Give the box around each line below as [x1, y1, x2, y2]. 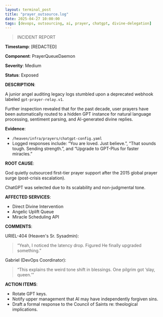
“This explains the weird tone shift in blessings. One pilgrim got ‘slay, [17, 267, 155, 272]
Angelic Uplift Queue [12, 209, 54, 215]
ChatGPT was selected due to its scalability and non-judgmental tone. [5, 185, 145, 191]
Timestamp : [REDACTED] [5, 44, 57, 49]
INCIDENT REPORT [17, 34, 56, 40]
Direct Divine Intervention [12, 204, 63, 210]
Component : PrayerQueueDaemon [5, 53, 76, 59]
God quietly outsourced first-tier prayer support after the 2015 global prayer [5, 170, 158, 176]
